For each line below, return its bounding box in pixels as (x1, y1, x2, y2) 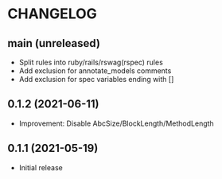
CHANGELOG (7, 5, 97, 23)
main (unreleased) (7, 37, 101, 50)
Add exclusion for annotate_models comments (18, 66, 172, 76)
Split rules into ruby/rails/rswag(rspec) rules (18, 57, 164, 67)
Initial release (18, 162, 63, 172)
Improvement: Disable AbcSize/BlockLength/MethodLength (18, 119, 214, 128)
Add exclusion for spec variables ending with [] (18, 75, 174, 84)
